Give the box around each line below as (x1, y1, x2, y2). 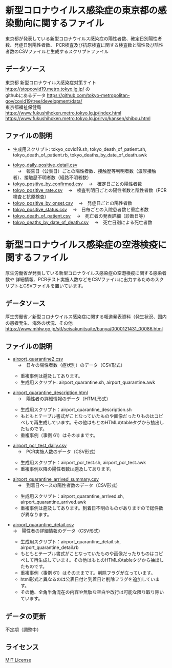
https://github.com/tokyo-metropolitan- (47, 92, 130, 98)
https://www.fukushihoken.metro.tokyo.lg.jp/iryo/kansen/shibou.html (5, 115, 151, 121)
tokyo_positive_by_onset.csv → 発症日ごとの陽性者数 (12, 200, 133, 206)
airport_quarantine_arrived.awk (20, 499, 87, 505)
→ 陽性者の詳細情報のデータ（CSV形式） (12, 528, 103, 534)
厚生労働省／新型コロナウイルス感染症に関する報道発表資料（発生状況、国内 (5, 313, 167, 320)
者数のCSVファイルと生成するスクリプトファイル (5, 48, 109, 54)
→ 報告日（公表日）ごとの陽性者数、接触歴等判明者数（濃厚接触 (17, 168, 157, 174)
